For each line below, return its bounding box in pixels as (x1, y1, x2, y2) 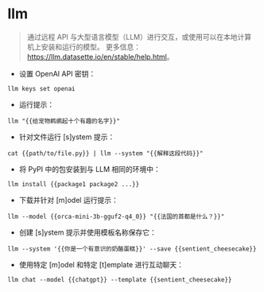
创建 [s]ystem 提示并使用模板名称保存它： (18, 228, 157, 237)
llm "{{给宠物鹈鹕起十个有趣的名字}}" (7, 117, 121, 125)
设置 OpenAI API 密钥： (18, 68, 96, 78)
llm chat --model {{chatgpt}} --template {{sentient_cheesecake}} (7, 275, 232, 283)
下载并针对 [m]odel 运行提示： (18, 195, 118, 204)
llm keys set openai (7, 84, 76, 92)
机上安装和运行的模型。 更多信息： (26, 41, 141, 52)
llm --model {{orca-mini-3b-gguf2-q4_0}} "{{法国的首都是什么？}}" (7, 212, 225, 220)
